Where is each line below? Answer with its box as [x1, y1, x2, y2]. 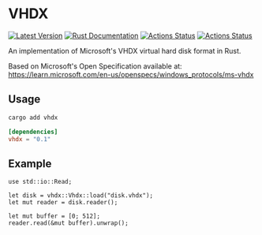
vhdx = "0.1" [8, 135, 51, 143]
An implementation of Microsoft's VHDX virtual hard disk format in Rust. [8, 46, 241, 55]
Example [8, 157, 52, 170]
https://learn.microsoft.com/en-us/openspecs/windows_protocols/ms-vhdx [8, 69, 254, 79]
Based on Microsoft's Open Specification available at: [8, 61, 183, 71]
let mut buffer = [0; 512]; [8, 212, 101, 221]
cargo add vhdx [8, 114, 58, 121]
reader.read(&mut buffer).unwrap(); [8, 219, 129, 227]
